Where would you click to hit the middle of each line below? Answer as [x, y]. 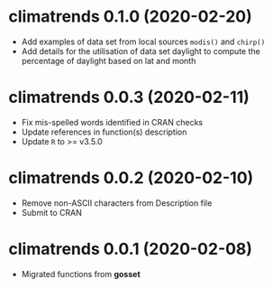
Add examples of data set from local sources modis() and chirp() [143, 42]
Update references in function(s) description [104, 132]
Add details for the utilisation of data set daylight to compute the [141, 51]
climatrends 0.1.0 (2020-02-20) [131, 17]
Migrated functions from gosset [81, 274]
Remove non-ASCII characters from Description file [117, 203]
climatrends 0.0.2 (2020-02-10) [131, 178]
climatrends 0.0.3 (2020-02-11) [129, 98]
